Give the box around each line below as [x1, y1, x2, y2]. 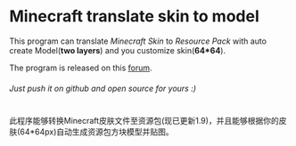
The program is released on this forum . [9, 62, 153, 73]
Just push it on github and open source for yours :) [9, 83, 197, 93]
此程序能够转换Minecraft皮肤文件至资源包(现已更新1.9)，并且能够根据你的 [9, 115, 279, 126]
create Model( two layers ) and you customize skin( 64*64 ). [9, 45, 226, 55]
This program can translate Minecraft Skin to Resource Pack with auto [9, 36, 267, 46]
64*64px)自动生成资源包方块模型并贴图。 [20, 126, 174, 137]
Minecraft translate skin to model [9, 6, 260, 27]
